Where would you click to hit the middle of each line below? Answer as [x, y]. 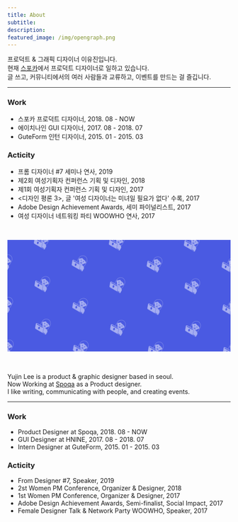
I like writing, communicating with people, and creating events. [98, 391]
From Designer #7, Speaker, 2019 [66, 481]
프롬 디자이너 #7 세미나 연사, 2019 [65, 171]
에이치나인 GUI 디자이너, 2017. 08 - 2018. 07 [80, 127]
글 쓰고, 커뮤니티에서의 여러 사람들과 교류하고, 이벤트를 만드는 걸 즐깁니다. [109, 77]
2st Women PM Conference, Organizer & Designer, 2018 [100, 488]
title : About [27, 15]
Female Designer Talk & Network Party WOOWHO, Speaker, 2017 [112, 511]
